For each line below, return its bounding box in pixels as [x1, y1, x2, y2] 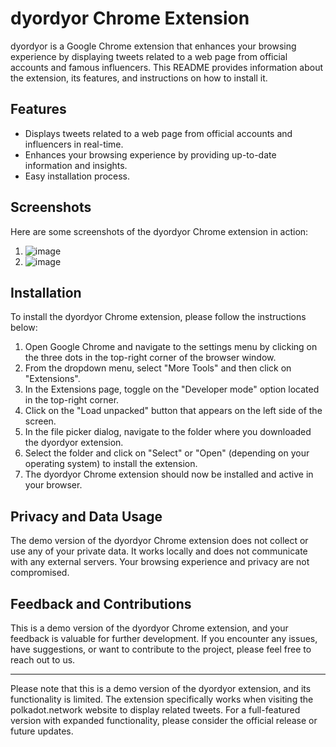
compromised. [10, 567, 70, 579]
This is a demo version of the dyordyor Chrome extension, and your [10, 622, 289, 634]
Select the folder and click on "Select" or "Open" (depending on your [24, 447, 310, 459]
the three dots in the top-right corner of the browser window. [24, 352, 277, 364]
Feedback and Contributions [10, 595, 192, 612]
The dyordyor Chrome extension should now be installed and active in [24, 468, 314, 481]
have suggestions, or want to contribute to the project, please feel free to [10, 643, 312, 655]
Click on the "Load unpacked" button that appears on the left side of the [24, 405, 323, 417]
